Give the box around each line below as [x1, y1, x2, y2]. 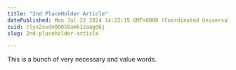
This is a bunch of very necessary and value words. [7, 55, 157, 64]
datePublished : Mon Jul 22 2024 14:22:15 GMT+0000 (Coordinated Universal [7, 17, 231, 24]
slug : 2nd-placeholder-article [7, 29, 99, 37]
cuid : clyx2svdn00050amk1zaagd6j [7, 23, 105, 30]
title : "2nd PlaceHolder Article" [7, 10, 109, 17]
